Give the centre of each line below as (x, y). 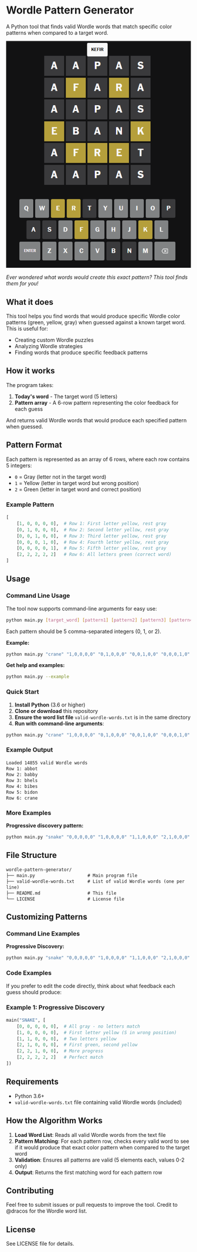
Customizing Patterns (47, 917)
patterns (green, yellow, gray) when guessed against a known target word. (96, 322)
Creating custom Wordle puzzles (54, 340)
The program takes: (30, 385)
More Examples (29, 813)
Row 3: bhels (22, 780)
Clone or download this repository (56, 711)
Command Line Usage (38, 595)
